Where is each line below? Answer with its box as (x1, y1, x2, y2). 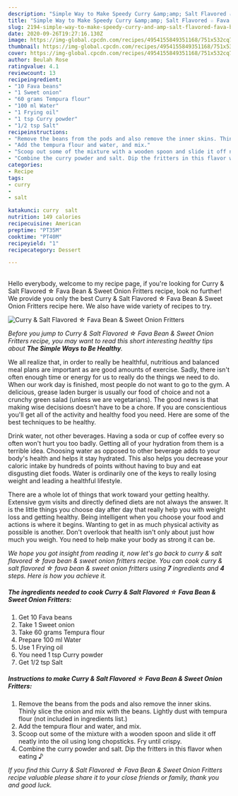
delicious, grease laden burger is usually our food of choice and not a (8, 388, 210, 396)
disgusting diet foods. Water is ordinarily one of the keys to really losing (8, 469, 217, 477)
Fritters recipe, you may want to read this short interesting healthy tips (8, 337, 213, 345)
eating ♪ (18, 752, 44, 761)
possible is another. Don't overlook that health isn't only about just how (8, 528, 215, 537)
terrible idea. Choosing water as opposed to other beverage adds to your (8, 446, 221, 456)
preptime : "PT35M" (8, 227, 62, 234)
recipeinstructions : (8, 129, 69, 136)
